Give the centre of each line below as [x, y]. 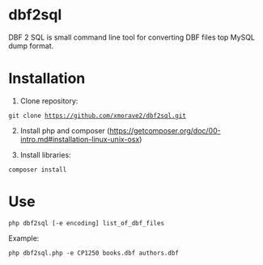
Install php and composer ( [65, 130]
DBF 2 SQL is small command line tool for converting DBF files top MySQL [132, 37]
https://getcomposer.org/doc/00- [165, 130]
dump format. [31, 45]
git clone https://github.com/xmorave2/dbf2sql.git [97, 116]
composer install [38, 170]
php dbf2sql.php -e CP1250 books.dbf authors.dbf [94, 253]
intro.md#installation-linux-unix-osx [80, 139]
